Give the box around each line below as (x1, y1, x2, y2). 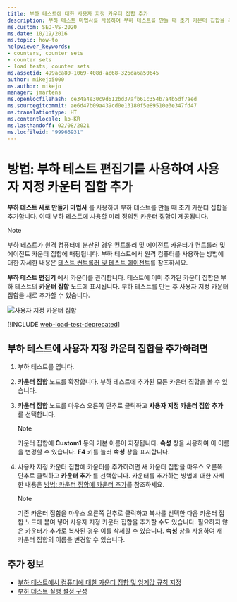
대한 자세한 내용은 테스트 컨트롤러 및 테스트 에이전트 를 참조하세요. (7, 258, 188, 267)
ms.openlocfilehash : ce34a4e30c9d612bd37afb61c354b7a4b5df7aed (7, 96, 197, 103)
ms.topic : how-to (7, 37, 59, 44)
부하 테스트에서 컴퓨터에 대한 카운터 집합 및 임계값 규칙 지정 (17, 578, 182, 586)
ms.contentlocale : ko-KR (7, 115, 80, 122)
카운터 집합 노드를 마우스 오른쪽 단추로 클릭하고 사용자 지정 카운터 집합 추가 (17, 402, 224, 410)
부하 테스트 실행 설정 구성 (17, 586, 88, 595)
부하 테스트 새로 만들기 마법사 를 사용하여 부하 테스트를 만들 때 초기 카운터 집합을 (7, 203, 228, 212)
